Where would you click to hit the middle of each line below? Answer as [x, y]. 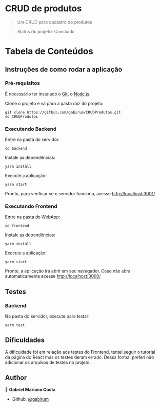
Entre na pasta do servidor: [32, 139]
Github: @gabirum [30, 399]
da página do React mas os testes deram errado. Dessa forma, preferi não [80, 357]
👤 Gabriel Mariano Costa [30, 389]
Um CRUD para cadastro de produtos [55, 22]
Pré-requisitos [22, 83]
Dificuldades [25, 340]
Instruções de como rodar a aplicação [64, 69]
